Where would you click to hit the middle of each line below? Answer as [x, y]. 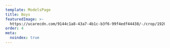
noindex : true [25, 38]
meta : [11, 33]
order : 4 [14, 28]
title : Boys [18, 14]
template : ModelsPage [28, 10]
